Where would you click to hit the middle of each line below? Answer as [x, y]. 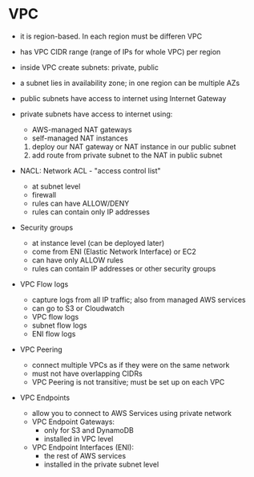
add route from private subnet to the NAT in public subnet [127, 155]
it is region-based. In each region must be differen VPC [111, 36]
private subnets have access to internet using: [96, 114]
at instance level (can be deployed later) [98, 243]
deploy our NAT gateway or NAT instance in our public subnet [134, 146]
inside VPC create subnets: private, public [89, 67]
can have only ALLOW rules [78, 260]
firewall [44, 194]
